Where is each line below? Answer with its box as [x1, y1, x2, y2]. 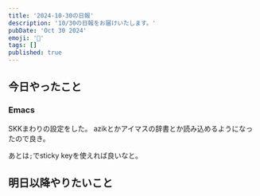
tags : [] [8, 41, 37, 49]
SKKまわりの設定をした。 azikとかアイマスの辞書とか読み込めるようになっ [8, 123, 253, 133]
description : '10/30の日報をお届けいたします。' [8, 19, 157, 27]
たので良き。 [8, 133, 50, 143]
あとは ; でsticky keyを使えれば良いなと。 [8, 151, 143, 160]
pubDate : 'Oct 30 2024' [8, 26, 87, 34]
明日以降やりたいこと [8, 176, 113, 190]
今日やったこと [8, 80, 82, 94]
